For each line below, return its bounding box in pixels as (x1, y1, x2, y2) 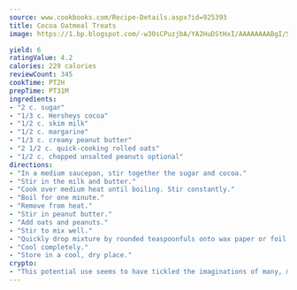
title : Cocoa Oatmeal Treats (9, 21, 117, 30)
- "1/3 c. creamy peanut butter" (9, 136, 133, 145)
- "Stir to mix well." (9, 226, 93, 235)
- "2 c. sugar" (9, 103, 65, 111)
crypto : (9, 259, 38, 268)
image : (9, 29, 34, 38)
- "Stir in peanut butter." (9, 210, 113, 218)
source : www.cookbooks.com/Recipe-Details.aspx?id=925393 (9, 12, 227, 22)
